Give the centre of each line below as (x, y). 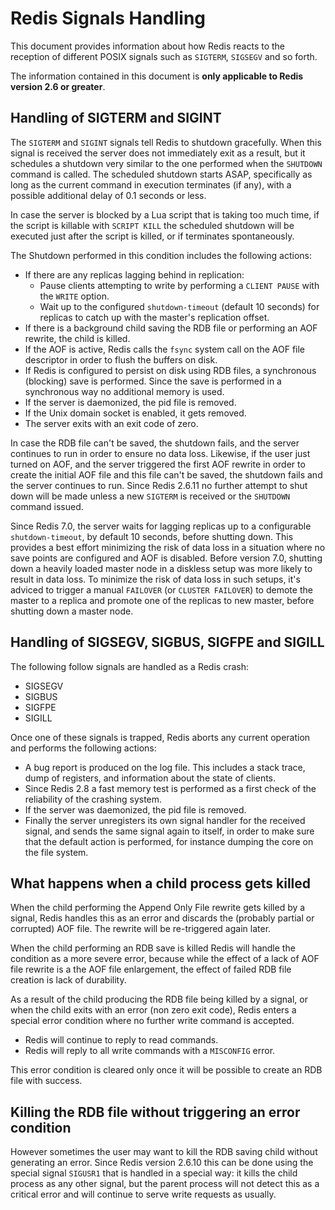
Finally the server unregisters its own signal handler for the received (165, 820)
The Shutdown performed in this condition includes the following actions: (161, 255)
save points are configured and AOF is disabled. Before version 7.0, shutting (166, 558)
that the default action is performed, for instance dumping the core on (169, 841)
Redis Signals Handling (108, 18)
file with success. (46, 1081)
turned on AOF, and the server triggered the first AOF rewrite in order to (158, 464)
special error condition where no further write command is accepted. (152, 1021)
